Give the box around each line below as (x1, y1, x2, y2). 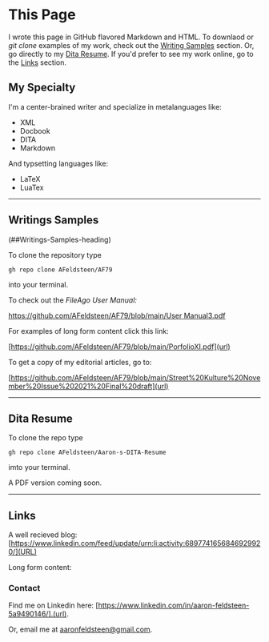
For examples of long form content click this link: (8, 326, 170, 335)
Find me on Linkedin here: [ (8, 600, 98, 610)
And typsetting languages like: (8, 158, 109, 168)
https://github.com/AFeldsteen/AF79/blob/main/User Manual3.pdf (8, 311, 226, 320)
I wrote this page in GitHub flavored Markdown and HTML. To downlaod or (8, 32, 254, 42)
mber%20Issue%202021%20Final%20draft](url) (8, 381, 169, 391)
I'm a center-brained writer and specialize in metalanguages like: (8, 102, 222, 111)
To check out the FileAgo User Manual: (8, 295, 138, 305)
